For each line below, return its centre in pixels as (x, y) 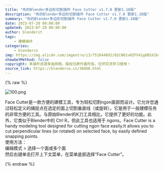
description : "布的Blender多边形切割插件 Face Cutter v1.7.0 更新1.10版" (77, 14)
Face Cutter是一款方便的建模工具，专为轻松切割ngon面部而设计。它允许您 (80, 102)
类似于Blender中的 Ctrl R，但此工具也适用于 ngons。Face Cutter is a (86, 120)
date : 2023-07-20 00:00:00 (32, 23)
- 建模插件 (23, 42)
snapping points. (22, 136)
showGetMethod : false (27, 60)
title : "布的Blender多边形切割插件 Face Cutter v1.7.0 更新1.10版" (71, 10)
